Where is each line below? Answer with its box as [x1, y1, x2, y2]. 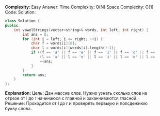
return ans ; [22, 72, 47, 77]
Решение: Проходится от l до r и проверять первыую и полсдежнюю [5, 101, 148, 106]
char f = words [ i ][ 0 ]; [31, 41, 77, 46]
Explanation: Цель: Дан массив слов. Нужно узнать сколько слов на [5, 90, 147, 96]
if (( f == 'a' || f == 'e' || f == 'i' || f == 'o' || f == [31, 50, 155, 55]
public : [5, 23, 21, 28]
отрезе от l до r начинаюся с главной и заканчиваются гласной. [5, 95, 138, 101]
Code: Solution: [5, 9, 36, 15]
